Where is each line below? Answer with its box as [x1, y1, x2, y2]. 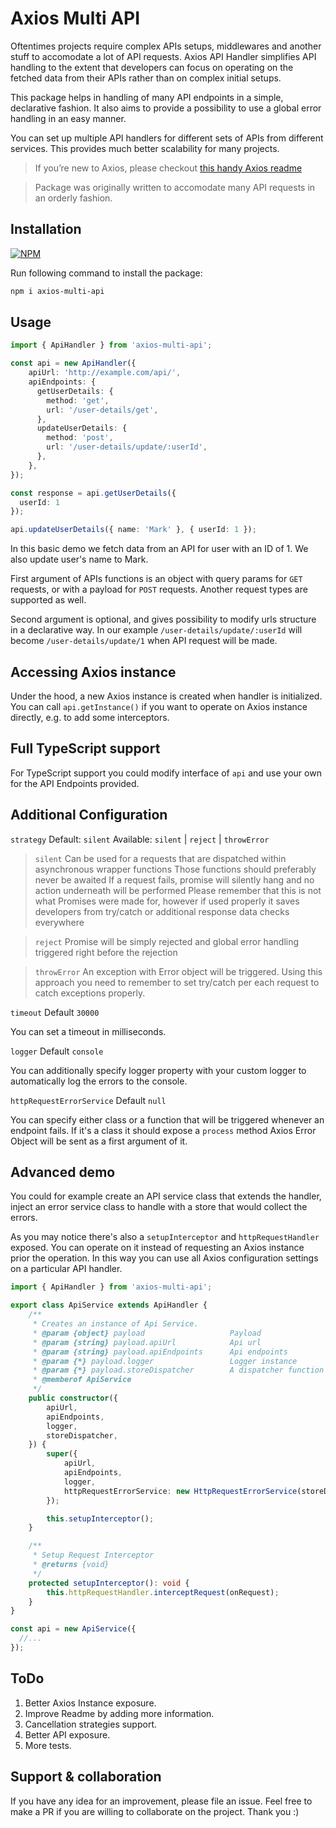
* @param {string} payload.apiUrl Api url [32, 1337, 262, 1347]
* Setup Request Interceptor [32, 1550, 155, 1561]
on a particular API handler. [10, 1263, 123, 1275]
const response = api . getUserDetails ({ [10, 488, 177, 498]
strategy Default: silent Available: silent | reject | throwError [10, 833, 270, 845]
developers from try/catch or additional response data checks [34, 905, 290, 917]
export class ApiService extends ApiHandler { [10, 1300, 208, 1311]
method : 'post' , [46, 433, 114, 443]
